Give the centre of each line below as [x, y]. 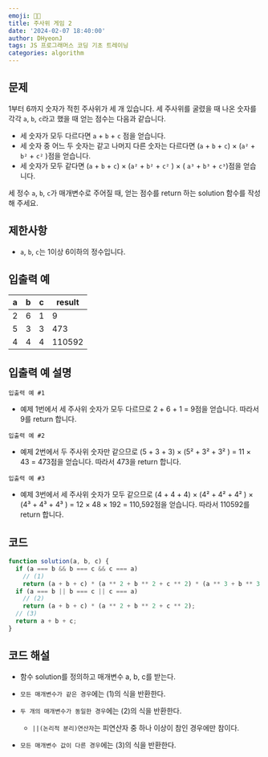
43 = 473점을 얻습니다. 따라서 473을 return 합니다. [101, 462]
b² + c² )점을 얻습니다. [55, 155]
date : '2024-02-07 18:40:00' [57, 31]
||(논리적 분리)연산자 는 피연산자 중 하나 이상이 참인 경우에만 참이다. [136, 727]
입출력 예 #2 [27, 436]
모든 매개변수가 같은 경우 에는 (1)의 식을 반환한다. [93, 694]
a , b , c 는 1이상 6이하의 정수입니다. [73, 252]
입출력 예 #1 [27, 393]
